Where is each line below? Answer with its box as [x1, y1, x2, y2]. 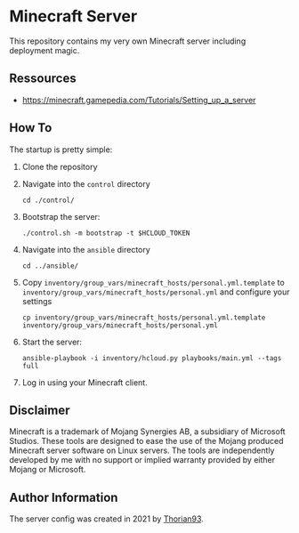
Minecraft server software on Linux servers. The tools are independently [9, 445, 275, 456]
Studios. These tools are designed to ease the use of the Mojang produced [9, 436, 284, 447]
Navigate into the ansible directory [21, 244, 151, 254]
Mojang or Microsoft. [9, 464, 86, 475]
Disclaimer [9, 402, 70, 417]
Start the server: [21, 336, 83, 347]
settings [21, 295, 53, 306]
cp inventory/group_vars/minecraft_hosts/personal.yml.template [21, 313, 266, 322]
